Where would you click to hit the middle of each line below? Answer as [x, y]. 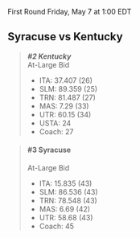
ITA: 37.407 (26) [66, 80]
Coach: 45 [56, 226]
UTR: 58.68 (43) [66, 218]
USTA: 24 [55, 123]
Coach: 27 [56, 131]
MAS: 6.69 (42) [64, 209]
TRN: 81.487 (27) [67, 97]
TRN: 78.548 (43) [68, 201]
